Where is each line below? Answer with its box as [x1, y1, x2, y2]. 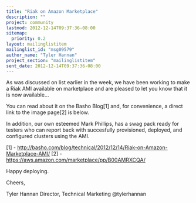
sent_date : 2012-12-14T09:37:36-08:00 [6, 63, 101, 69]
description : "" [6, 14, 46, 20]
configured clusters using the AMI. [6, 133, 90, 140]
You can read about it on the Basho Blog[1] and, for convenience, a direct [6, 103, 183, 110]
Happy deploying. [6, 168, 49, 175]
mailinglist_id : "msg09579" [6, 47, 75, 53]
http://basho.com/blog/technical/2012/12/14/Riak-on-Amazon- [17, 144, 168, 151]
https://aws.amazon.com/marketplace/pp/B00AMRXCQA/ [6, 156, 146, 164]
